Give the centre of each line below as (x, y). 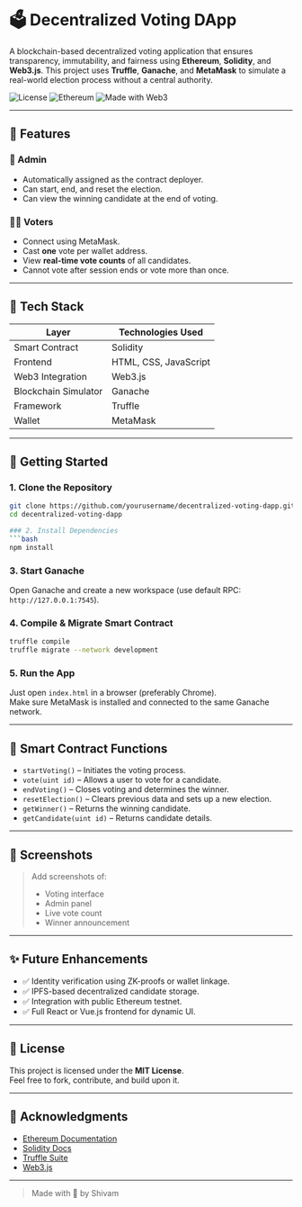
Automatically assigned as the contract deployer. (113, 179)
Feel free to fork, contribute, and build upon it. (94, 1080)
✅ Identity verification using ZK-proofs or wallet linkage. (126, 981)
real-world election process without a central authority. (111, 79)
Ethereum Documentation (70, 1139)
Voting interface (75, 894)
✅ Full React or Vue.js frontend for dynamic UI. (109, 1011)
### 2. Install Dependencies (64, 531)
